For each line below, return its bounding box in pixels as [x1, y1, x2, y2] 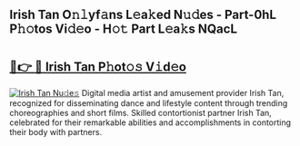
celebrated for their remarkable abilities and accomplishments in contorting [9, 117, 292, 128]
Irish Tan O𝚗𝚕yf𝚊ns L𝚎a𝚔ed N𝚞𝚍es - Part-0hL [9, 7, 277, 23]
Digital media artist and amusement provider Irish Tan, [81, 88, 285, 98]
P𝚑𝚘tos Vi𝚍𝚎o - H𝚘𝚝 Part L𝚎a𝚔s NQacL [9, 22, 238, 37]
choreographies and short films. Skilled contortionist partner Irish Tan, [9, 108, 273, 118]
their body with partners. [9, 127, 103, 137]
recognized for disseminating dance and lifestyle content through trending [9, 98, 288, 108]
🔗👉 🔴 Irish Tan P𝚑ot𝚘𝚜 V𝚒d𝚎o [9, 59, 186, 74]
